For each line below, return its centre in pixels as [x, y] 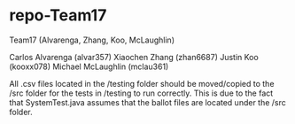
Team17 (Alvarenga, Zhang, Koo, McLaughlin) [92, 40]
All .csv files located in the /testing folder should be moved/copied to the [142, 83]
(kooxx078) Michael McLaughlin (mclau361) [89, 66]
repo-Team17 [58, 15]
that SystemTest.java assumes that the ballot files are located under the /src [147, 102]
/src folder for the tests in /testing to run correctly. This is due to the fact [141, 93]
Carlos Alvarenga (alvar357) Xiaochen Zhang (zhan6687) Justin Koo [134, 57]
